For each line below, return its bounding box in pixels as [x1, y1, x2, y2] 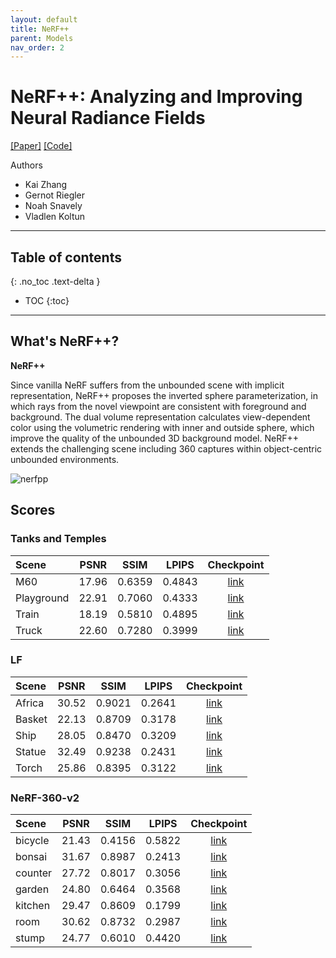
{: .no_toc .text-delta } [10, 276, 101, 287]
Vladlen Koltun [24, 211, 86, 223]
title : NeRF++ [10, 24, 70, 34]
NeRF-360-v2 [10, 791, 80, 805]
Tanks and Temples [10, 532, 107, 546]
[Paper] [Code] [10, 140, 73, 152]
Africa [15, 696, 45, 710]
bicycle [15, 834, 50, 848]
